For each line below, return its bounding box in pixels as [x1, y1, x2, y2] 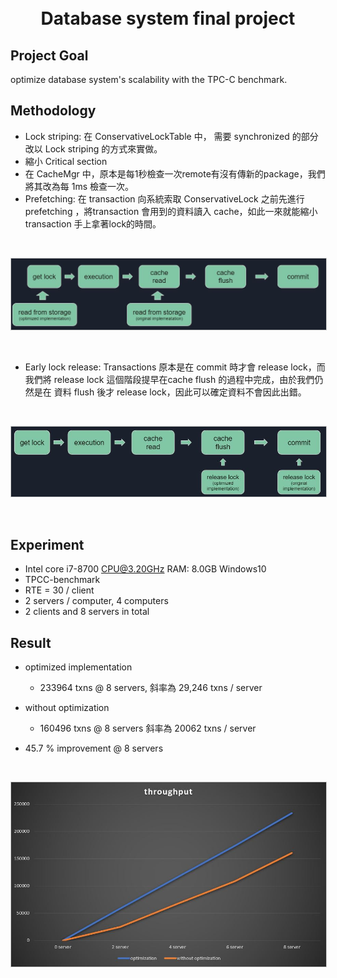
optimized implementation [24, 661, 133, 673]
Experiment [10, 536, 85, 553]
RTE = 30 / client [24, 584, 95, 596]
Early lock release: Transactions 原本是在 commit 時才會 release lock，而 [24, 361, 326, 373]
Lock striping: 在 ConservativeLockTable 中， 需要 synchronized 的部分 [24, 130, 319, 142]
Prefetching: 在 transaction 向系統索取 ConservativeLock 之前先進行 [24, 192, 305, 205]
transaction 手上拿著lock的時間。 [24, 217, 162, 230]
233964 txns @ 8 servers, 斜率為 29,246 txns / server [39, 682, 263, 694]
